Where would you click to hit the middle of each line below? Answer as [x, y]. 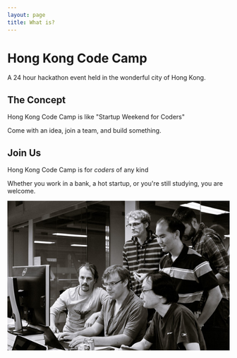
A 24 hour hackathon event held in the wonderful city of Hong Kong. [107, 78]
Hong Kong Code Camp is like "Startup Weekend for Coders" [96, 117]
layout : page [26, 15]
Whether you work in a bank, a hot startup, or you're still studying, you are [115, 184]
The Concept [36, 100]
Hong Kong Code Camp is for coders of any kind [78, 170]
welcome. [22, 191]
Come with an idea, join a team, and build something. [84, 131]
